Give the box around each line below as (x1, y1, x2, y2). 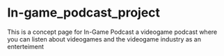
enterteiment (7, 42, 44, 50)
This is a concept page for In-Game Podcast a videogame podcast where (7, 28, 218, 36)
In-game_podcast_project (7, 5, 161, 21)
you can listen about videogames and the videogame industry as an (7, 35, 202, 43)
